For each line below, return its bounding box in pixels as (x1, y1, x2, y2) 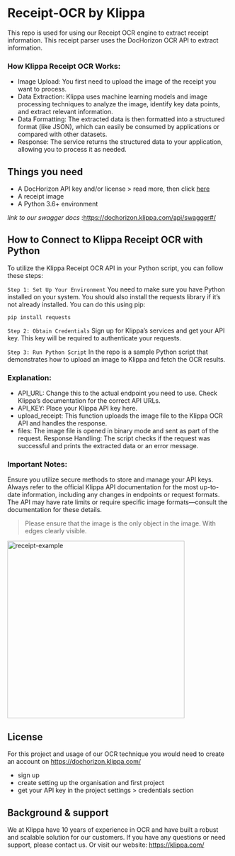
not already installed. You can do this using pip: (7, 300, 146, 309)
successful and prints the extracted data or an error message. (17, 442, 199, 450)
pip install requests (7, 313, 71, 321)
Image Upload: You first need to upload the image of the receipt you (17, 77, 217, 86)
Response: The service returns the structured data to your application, (17, 138, 223, 146)
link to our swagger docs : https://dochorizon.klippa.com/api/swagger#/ (7, 213, 216, 222)
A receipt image (17, 192, 64, 201)
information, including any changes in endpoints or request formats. (21, 491, 220, 499)
